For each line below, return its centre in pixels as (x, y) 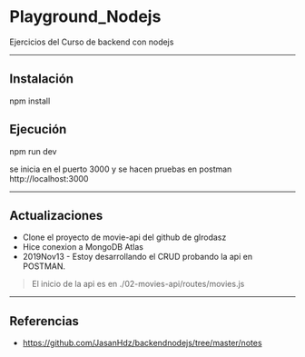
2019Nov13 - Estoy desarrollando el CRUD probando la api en (137, 257)
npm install (30, 101)
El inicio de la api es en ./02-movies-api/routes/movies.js (138, 284)
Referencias (44, 321)
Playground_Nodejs (85, 17)
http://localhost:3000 (49, 178)
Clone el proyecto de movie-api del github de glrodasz (124, 237)
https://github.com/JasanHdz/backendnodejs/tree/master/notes (142, 343)
